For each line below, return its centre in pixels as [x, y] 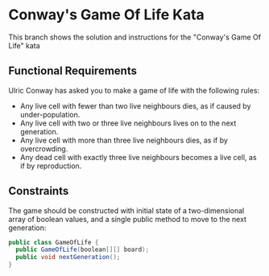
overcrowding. [44, 148]
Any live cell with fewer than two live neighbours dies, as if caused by [135, 105]
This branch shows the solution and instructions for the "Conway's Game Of [135, 37]
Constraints [39, 191]
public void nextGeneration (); [68, 257]
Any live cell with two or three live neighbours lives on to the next [128, 123]
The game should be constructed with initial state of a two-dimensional [126, 210]
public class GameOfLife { [54, 242]
